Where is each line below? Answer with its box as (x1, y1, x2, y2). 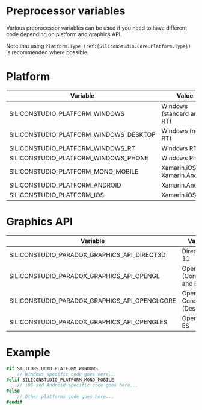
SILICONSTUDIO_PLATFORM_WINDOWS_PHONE (9, 154, 149, 162)
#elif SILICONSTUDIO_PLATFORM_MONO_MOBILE (6, 377, 114, 383)
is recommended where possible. (6, 48, 89, 55)
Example (6, 345, 50, 359)
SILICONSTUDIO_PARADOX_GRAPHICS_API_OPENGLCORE (9, 297, 176, 305)
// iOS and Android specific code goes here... (17, 382, 138, 388)
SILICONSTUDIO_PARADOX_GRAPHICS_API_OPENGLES (9, 318, 167, 326)
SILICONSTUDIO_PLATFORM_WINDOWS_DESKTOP (9, 130, 156, 139)
